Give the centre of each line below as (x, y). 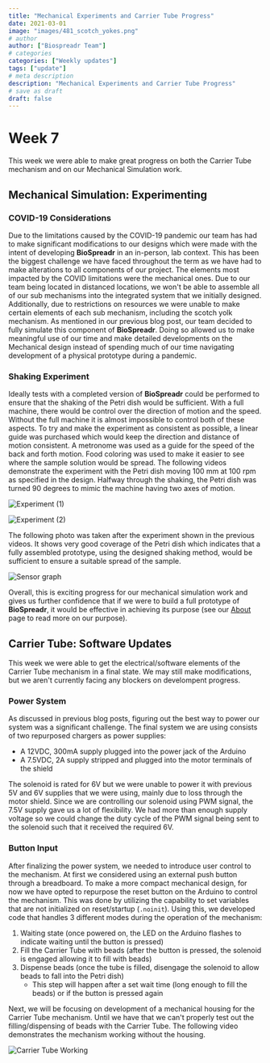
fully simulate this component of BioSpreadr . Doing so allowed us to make (132, 330)
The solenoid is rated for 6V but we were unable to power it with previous (130, 784)
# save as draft (35, 91)
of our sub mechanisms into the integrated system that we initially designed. (135, 295)
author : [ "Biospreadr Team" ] (57, 46)
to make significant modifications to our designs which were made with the (133, 244)
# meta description (41, 76)
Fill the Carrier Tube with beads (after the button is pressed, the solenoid (141, 950)
